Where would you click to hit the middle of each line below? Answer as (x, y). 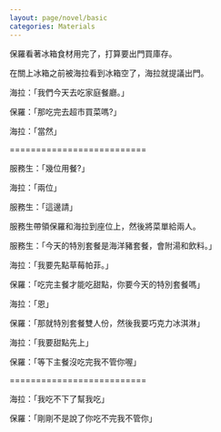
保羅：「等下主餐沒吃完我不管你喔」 (75, 362)
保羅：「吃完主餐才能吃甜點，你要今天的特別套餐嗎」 (107, 284)
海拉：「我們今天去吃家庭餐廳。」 (69, 92)
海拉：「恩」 (31, 303)
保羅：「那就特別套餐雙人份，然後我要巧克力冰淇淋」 (107, 323)
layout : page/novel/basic (58, 18)
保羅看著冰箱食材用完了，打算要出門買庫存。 (93, 53)
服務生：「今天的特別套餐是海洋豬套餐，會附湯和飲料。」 (113, 245)
